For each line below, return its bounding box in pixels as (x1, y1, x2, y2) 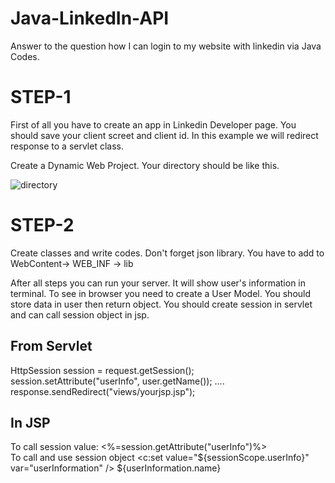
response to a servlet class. (10, 140, 125, 152)
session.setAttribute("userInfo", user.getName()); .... (10, 375, 225, 387)
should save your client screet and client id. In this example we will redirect (10, 129, 319, 141)
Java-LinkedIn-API (10, 7, 170, 30)
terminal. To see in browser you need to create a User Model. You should (10, 287, 312, 299)
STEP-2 (10, 214, 75, 237)
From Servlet (10, 338, 93, 355)
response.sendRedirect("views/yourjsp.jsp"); (10, 385, 196, 397)
